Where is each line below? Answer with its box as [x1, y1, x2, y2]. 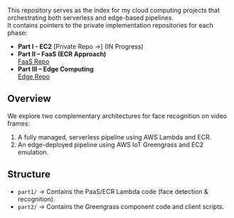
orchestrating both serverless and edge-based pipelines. [7, 13, 174, 22]
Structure [7, 168, 51, 180]
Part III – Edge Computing [17, 65, 94, 73]
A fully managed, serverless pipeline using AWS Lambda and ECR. [17, 132, 212, 141]
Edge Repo [17, 72, 50, 81]
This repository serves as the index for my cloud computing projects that [7, 6, 220, 14]
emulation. [17, 148, 49, 156]
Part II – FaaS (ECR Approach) [17, 50, 106, 58]
